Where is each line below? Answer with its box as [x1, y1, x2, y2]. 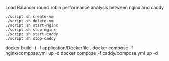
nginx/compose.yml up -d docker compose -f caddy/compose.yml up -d [5, 50, 158, 56]
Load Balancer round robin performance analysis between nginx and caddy [5, 5, 164, 10]
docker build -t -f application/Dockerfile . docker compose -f [5, 45, 133, 51]
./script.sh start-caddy [5, 32, 58, 37]
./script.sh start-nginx [5, 23, 58, 28]
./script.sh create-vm [5, 14, 54, 19]
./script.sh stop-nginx [5, 27, 56, 32]
